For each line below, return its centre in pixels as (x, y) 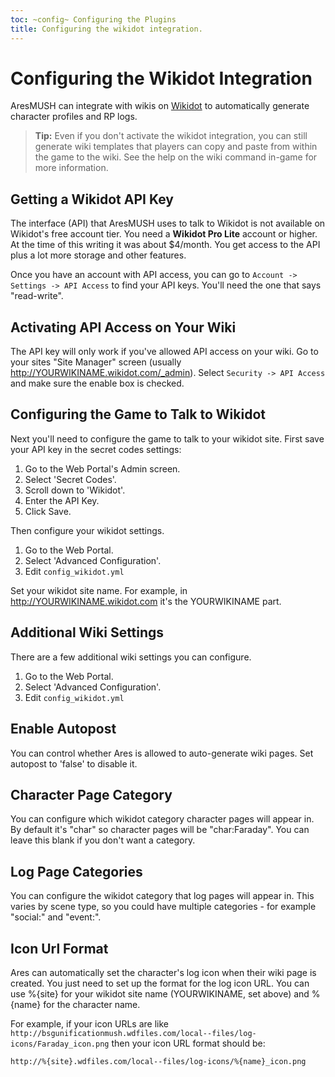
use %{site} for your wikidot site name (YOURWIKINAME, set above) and (160, 993)
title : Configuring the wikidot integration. (106, 29)
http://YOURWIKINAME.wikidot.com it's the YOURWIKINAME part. (146, 601)
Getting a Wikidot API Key (92, 199)
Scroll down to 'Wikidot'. (75, 490)
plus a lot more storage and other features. (98, 255)
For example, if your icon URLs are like (89, 1023)
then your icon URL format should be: (188, 1043)
